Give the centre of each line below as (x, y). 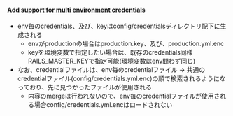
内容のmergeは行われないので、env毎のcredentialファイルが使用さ (124, 96)
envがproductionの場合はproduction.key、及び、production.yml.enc (126, 44)
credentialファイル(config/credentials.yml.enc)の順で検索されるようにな (121, 79)
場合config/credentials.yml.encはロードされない (103, 105)
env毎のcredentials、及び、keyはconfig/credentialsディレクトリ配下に (119, 26)
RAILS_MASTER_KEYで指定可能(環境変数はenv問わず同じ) (112, 61)
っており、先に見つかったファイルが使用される (85, 87)
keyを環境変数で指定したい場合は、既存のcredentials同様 (110, 52)
